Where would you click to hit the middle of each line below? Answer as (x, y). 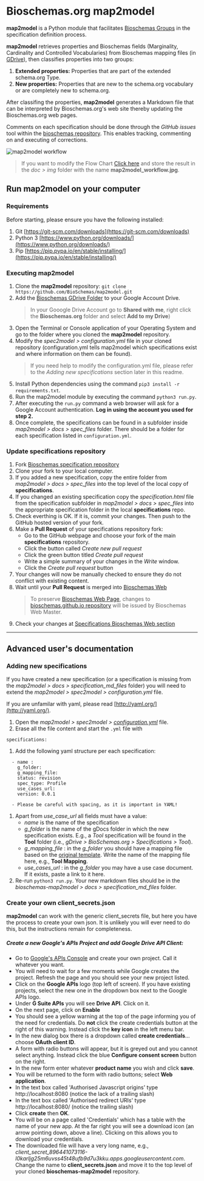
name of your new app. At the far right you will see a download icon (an (104, 1126)
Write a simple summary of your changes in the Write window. (102, 561)
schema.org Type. (38, 77)
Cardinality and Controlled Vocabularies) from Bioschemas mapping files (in (101, 52)
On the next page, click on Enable (57, 1010)
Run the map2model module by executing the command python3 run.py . (106, 397)
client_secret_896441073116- (51, 1152)
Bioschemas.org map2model (80, 11)
